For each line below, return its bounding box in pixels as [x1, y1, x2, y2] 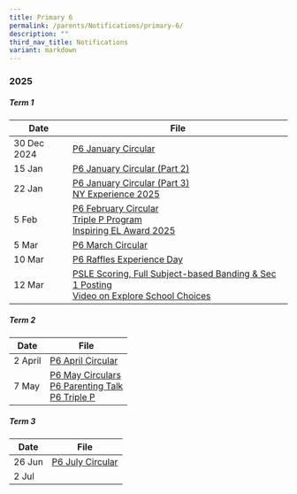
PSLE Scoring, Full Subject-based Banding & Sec [72, 267, 277, 280]
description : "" [9, 29, 69, 38]
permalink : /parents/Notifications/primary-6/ [9, 21, 184, 30]
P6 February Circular [72, 203, 159, 215]
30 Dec [13, 137, 45, 150]
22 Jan [13, 182, 43, 195]
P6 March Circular [72, 239, 148, 251]
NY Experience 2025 [72, 188, 161, 200]
